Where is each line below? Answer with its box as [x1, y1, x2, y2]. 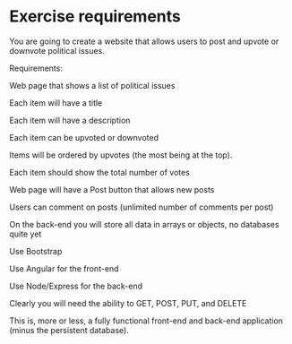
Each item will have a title [9, 97, 103, 108]
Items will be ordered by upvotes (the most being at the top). [9, 150, 233, 160]
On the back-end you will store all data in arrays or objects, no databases [9, 219, 279, 229]
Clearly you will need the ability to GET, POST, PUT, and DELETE [9, 297, 247, 308]
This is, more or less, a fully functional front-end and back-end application [9, 315, 284, 326]
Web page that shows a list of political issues [9, 80, 176, 90]
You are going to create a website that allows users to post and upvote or [9, 36, 279, 47]
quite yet [9, 228, 42, 239]
